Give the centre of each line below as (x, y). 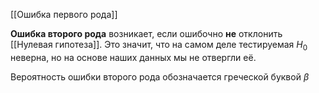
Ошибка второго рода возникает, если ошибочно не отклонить (146, 33)
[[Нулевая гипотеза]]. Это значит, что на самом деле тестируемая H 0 (159, 46)
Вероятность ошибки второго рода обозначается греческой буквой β (160, 76)
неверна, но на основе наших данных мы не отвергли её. (133, 57)
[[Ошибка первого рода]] (64, 14)
